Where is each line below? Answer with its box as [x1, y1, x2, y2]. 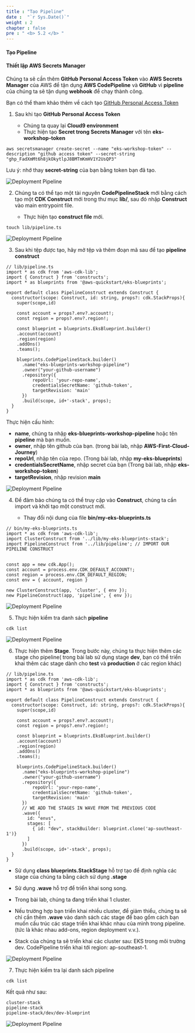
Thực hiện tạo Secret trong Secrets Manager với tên [23, 128, 152, 135]
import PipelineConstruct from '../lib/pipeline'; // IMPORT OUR [6, 541, 169, 547]
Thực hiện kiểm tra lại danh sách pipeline [14, 966, 115, 974]
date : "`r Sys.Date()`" [6, 14, 69, 20]
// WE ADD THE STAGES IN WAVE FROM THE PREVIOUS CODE [21, 805, 157, 811]
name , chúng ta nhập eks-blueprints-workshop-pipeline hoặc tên [14, 430, 178, 437]
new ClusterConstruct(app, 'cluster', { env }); [6, 587, 127, 593]
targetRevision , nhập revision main [14, 473, 101, 480]
